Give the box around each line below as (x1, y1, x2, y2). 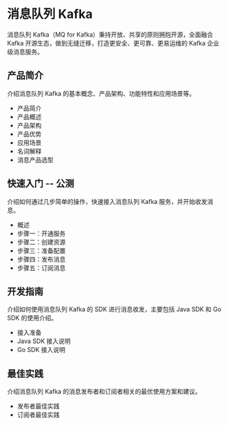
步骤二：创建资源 (16, 238, 66, 246)
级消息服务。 (7, 48, 43, 56)
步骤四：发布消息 (16, 255, 66, 263)
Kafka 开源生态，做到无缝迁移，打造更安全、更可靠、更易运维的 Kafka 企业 (7, 39, 220, 47)
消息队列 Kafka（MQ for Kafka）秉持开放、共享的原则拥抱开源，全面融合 (7, 30, 214, 39)
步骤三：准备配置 (16, 246, 66, 255)
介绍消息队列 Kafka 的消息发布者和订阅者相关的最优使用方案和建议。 (7, 387, 201, 396)
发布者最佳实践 (16, 402, 60, 411)
